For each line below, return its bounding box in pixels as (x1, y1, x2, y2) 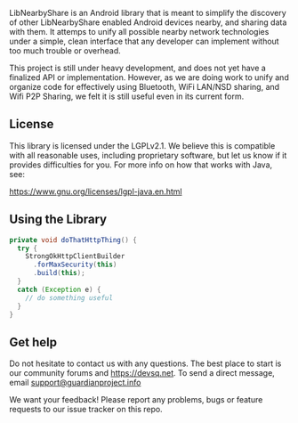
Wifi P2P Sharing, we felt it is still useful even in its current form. (9, 91, 245, 102)
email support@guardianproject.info (9, 378, 141, 388)
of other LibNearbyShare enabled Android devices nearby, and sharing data (9, 17, 287, 28)
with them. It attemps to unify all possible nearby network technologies (9, 27, 270, 37)
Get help (9, 334, 58, 350)
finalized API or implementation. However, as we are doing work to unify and (9, 72, 289, 83)
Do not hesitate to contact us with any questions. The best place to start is (9, 358, 282, 369)
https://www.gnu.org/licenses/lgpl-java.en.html (9, 186, 182, 197)
